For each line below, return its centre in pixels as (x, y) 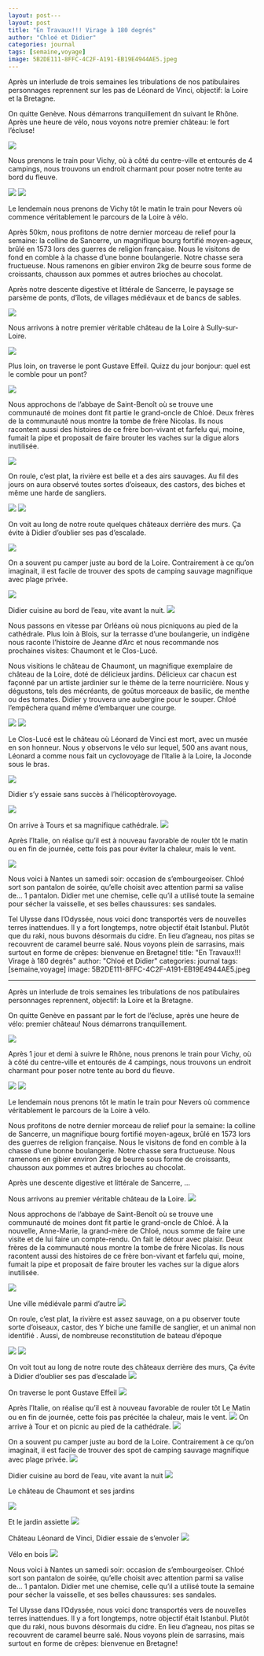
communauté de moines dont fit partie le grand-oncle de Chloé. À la (119, 1222)
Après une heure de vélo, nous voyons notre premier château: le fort (119, 122)
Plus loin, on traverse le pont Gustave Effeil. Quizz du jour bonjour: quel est (129, 366)
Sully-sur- (222, 327)
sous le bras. (29, 764)
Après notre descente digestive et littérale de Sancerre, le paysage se (121, 289)
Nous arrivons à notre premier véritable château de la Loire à (106, 327)
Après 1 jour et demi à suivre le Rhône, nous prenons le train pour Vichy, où (130, 1053)
